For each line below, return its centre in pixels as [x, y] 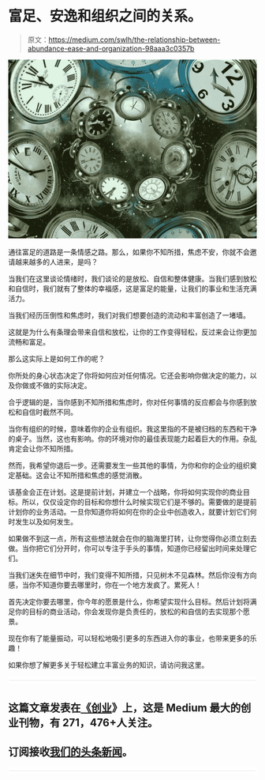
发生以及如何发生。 [46, 522]
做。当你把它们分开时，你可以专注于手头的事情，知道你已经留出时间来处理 [129, 548]
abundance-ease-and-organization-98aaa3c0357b [111, 48]
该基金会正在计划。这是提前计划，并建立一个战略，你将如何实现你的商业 [125, 492]
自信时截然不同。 [49, 413]
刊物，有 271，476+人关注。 [88, 723]
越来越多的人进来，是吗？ [56, 262]
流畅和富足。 [29, 342]
